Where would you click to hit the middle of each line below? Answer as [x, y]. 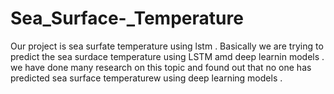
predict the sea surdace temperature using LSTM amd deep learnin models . [167, 56]
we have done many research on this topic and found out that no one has [161, 67]
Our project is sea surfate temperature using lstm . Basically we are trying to [167, 46]
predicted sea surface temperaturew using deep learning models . [146, 78]
